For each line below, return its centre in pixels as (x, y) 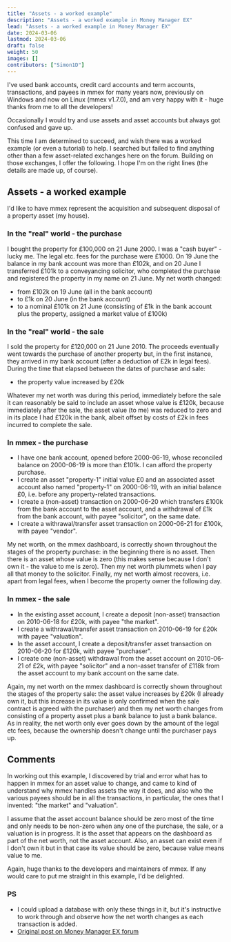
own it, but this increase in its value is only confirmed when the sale (103, 701)
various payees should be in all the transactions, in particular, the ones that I (115, 798)
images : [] (23, 59)
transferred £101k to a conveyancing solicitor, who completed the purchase (114, 271)
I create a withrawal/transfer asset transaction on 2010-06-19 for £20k (117, 629)
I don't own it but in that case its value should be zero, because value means (116, 848)
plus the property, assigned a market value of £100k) (92, 313)
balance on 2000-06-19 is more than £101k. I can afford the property (114, 465)
